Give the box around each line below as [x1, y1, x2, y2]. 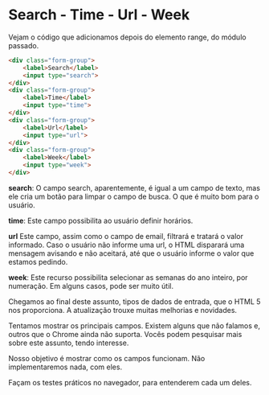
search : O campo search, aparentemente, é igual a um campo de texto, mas [8, 183, 261, 192]
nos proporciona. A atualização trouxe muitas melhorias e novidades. [8, 305, 238, 315]
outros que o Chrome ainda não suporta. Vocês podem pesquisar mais [8, 329, 243, 339]
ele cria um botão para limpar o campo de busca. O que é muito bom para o [8, 191, 259, 201]
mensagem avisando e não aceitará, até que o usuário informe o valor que [8, 248, 255, 258]
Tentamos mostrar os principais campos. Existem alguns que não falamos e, [8, 320, 261, 331]
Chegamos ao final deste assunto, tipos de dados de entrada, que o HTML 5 [8, 296, 261, 307]
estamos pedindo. [8, 257, 68, 266]
